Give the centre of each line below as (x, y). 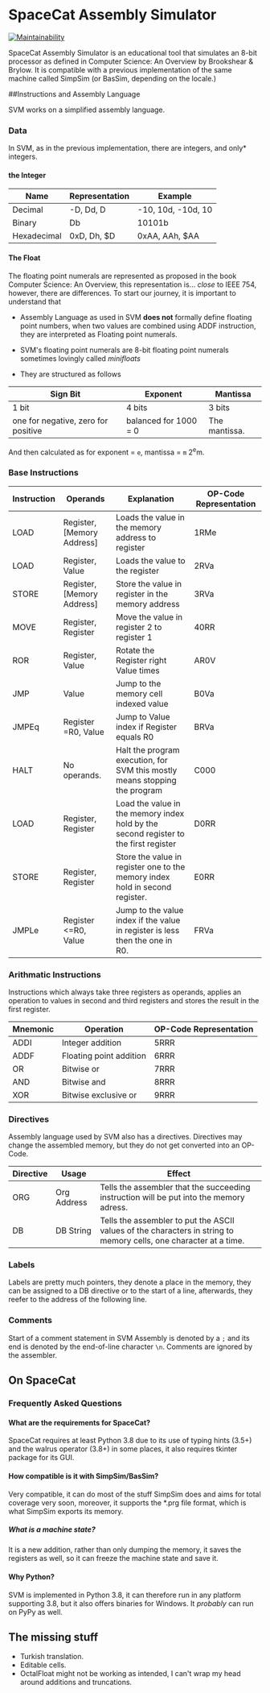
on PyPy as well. (35, 1612)
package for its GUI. (41, 1458)
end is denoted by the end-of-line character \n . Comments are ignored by (131, 1347)
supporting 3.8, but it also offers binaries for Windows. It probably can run (131, 1603)
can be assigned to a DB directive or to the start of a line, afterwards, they (131, 1291)
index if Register (146, 727)
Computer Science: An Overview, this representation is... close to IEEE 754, (133, 284)
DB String (74, 1230)
